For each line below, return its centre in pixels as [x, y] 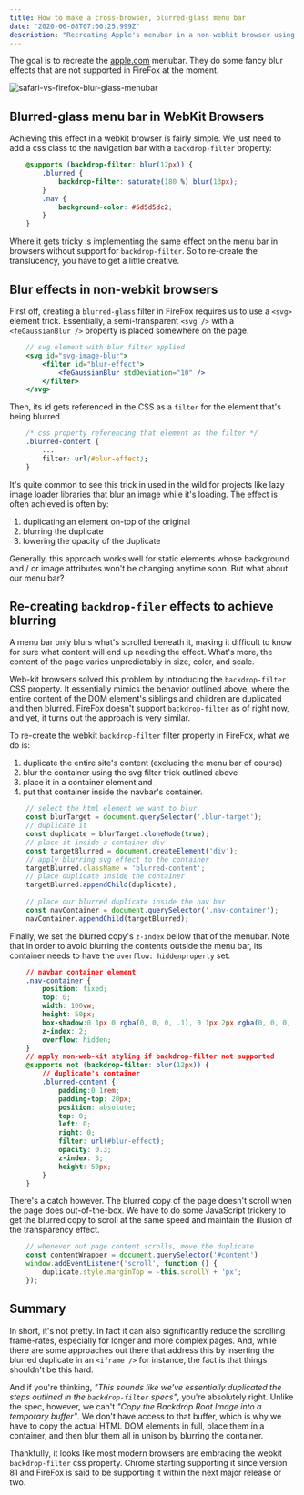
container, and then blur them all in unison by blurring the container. [137, 1435]
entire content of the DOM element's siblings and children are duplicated [146, 699]
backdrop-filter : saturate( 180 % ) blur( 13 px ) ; [148, 182]
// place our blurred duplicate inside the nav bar [126, 902]
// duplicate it [57, 826]
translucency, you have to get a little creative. [95, 261]
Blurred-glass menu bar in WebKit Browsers [137, 116]
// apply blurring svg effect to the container [117, 859]
